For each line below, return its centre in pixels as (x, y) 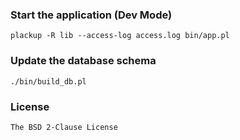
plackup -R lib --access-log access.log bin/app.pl (120, 36)
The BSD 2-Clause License (64, 127)
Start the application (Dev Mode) (91, 15)
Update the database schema (83, 61)
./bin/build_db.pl (48, 81)
